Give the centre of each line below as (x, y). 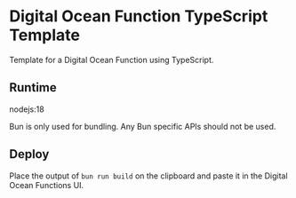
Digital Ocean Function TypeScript (139, 16)
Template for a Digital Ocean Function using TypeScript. (112, 59)
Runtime (33, 87)
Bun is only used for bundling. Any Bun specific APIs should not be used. (143, 126)
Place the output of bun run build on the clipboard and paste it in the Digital (148, 176)
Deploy (29, 154)
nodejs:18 (27, 109)
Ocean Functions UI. (47, 185)
